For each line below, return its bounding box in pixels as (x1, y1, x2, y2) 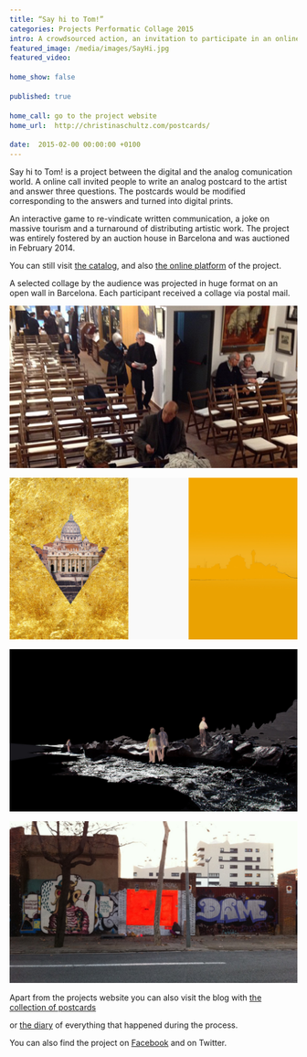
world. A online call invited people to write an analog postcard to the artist (9, 176, 288, 187)
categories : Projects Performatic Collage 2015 (9, 24, 195, 34)
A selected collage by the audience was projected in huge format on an (9, 278, 279, 288)
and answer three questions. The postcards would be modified (9, 186, 246, 197)
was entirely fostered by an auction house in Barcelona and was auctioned (9, 233, 291, 243)
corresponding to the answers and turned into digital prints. (9, 196, 234, 206)
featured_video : (9, 53, 71, 63)
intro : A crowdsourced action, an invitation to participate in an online (9, 34, 301, 43)
